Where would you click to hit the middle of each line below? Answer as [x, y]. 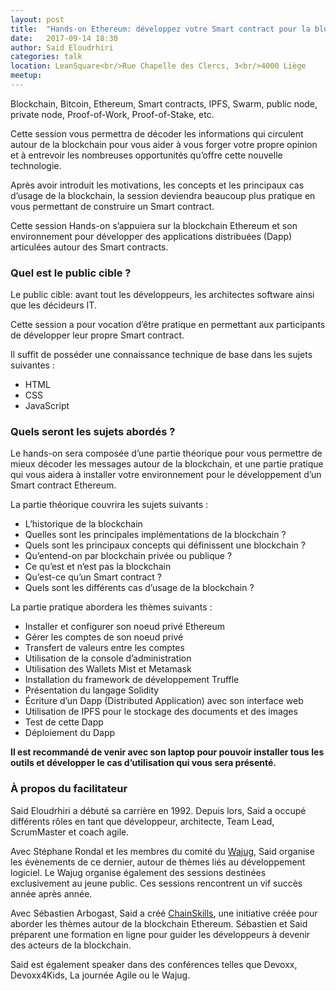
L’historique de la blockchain [83, 524]
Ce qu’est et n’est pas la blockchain [98, 567]
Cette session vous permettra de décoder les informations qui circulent [157, 133]
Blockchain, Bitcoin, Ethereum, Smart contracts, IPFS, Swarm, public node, [164, 103]
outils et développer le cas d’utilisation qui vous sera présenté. [143, 763]
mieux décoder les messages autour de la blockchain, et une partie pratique [167, 464]
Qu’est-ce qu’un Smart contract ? [93, 577]
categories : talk [46, 57]
